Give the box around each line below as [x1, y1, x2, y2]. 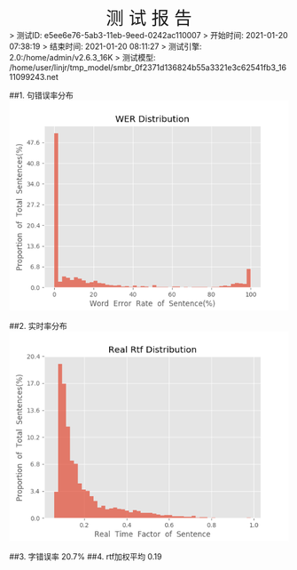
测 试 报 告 [106, 7, 192, 29]
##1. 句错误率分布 [9, 90, 74, 100]
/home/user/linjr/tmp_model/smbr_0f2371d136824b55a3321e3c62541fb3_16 [9, 62, 286, 73]
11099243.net [9, 72, 59, 82]
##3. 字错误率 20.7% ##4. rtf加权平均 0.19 [9, 551, 162, 562]
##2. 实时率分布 [9, 321, 68, 331]
